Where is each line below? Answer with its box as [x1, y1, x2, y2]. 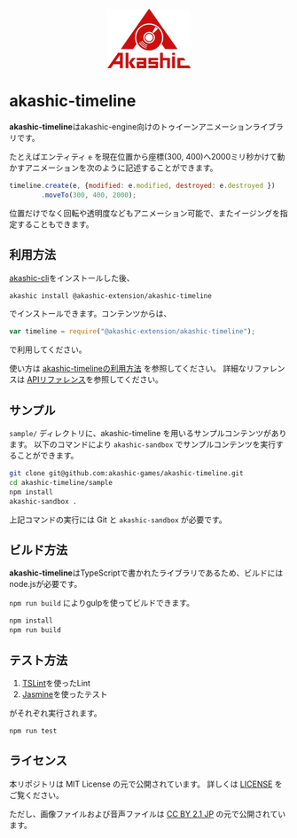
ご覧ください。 [9, 789, 64, 800]
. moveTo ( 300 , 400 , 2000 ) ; [41, 191, 137, 200]
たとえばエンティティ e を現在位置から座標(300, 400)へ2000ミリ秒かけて [9, 151, 277, 161]
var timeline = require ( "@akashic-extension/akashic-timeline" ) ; [9, 327, 255, 336]
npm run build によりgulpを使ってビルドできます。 [9, 598, 195, 608]
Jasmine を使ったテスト [21, 688, 108, 700]
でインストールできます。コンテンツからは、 [9, 309, 172, 319]
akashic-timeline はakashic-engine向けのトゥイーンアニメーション [9, 121, 253, 132]
